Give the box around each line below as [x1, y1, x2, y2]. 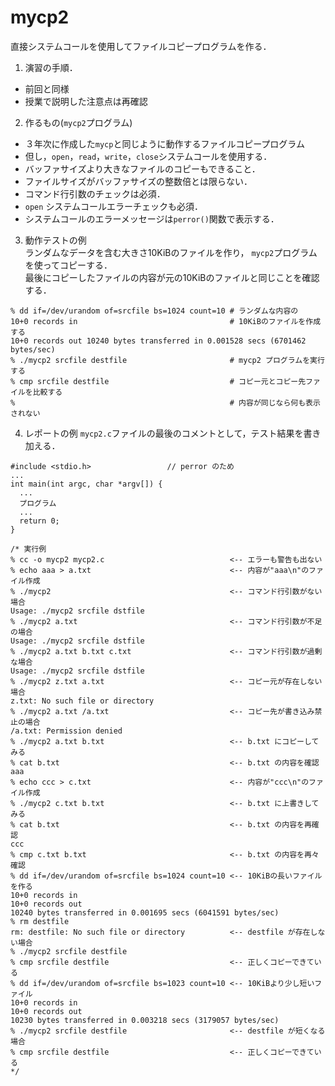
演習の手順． [24, 61, 78, 73]
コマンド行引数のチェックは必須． [24, 187, 166, 200]
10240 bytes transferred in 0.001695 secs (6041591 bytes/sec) [10, 907, 280, 918]
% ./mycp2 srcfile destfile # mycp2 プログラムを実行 [10, 355, 325, 365]
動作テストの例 [24, 234, 87, 246]
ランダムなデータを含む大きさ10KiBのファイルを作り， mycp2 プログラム [24, 246, 318, 258]
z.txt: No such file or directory [10, 696, 155, 706]
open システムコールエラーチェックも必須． [24, 200, 203, 212]
